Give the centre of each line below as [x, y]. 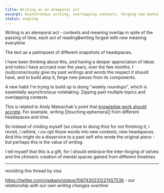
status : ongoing [21, 19]
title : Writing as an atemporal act [42, 10]
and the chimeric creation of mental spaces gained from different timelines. [81, 157]
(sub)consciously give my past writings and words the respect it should [77, 72]
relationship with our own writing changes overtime [57, 186]
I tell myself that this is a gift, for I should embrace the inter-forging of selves [82, 151]
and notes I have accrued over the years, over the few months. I [69, 67]
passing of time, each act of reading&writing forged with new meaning [76, 38]
